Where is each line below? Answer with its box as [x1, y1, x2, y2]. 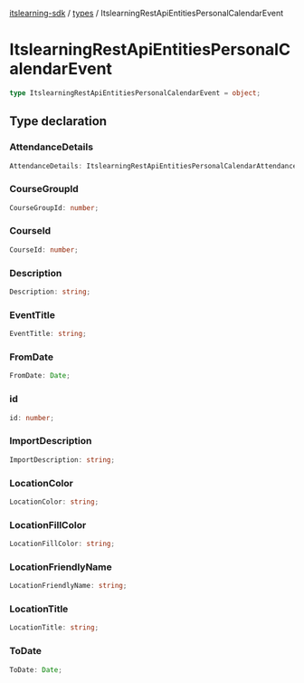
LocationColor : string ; [9, 497, 100, 506]
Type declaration [9, 113, 107, 130]
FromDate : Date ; [9, 371, 71, 380]
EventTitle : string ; [9, 330, 88, 339]
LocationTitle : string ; [9, 623, 100, 632]
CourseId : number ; [9, 245, 79, 255]
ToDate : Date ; [9, 665, 63, 674]
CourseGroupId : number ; [9, 203, 100, 212]
